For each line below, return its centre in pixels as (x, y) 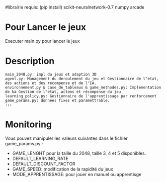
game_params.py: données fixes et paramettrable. (58, 100)
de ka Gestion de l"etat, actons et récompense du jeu (63, 91)
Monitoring (29, 125)
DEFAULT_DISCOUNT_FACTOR (44, 164)
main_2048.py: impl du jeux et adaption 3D (51, 74)
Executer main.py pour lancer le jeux (43, 41)
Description (30, 61)
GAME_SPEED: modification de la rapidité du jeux (63, 169)
